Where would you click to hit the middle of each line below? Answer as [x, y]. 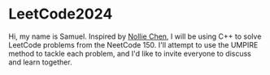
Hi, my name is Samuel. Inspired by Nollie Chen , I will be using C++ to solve [135, 36]
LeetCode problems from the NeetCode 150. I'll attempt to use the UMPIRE [133, 44]
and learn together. [40, 62]
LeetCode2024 [61, 14]
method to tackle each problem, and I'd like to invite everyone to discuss [130, 53]
